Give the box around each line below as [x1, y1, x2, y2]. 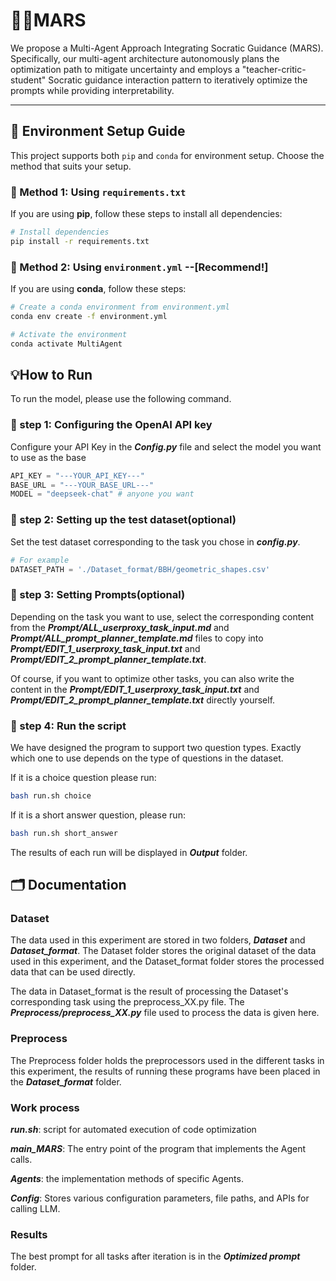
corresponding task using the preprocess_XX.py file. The [10, 996, 245, 1008]
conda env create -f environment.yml [10, 311, 168, 321]
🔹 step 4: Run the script [10, 719, 127, 733]
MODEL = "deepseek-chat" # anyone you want [10, 489, 195, 499]
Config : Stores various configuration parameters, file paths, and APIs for [10, 1192, 310, 1204]
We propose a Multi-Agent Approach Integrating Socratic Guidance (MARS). [10, 42, 324, 54]
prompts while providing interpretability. [10, 84, 175, 96]
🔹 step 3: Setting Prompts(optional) [10, 588, 186, 602]
